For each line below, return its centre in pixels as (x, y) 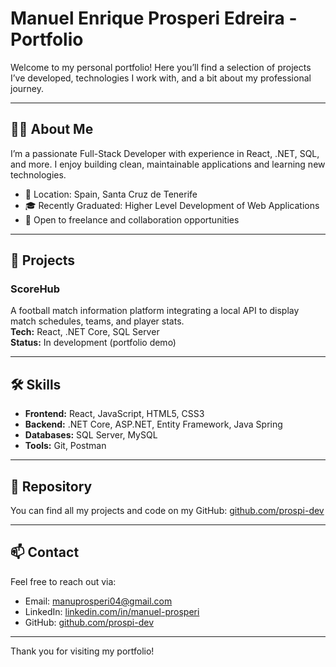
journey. (27, 88)
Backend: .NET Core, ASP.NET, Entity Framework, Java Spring (153, 424)
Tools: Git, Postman (65, 446)
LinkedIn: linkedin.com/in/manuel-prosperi (112, 611)
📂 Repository (51, 486)
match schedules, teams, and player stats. (97, 321)
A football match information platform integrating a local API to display (155, 311)
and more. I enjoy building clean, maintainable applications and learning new (168, 164)
